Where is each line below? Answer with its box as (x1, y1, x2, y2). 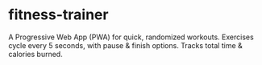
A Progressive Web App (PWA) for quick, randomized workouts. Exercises (8, 32, 254, 42)
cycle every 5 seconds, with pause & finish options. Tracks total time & (8, 40, 243, 50)
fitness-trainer (8, 6, 109, 24)
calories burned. (8, 49, 63, 59)
